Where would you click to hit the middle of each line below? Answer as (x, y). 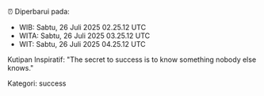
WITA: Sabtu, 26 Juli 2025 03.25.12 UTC (84, 36)
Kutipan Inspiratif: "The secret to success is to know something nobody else (132, 60)
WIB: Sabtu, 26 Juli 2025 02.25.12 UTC (82, 27)
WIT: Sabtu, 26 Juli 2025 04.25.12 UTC (82, 44)
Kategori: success (37, 83)
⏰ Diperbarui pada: (39, 12)
